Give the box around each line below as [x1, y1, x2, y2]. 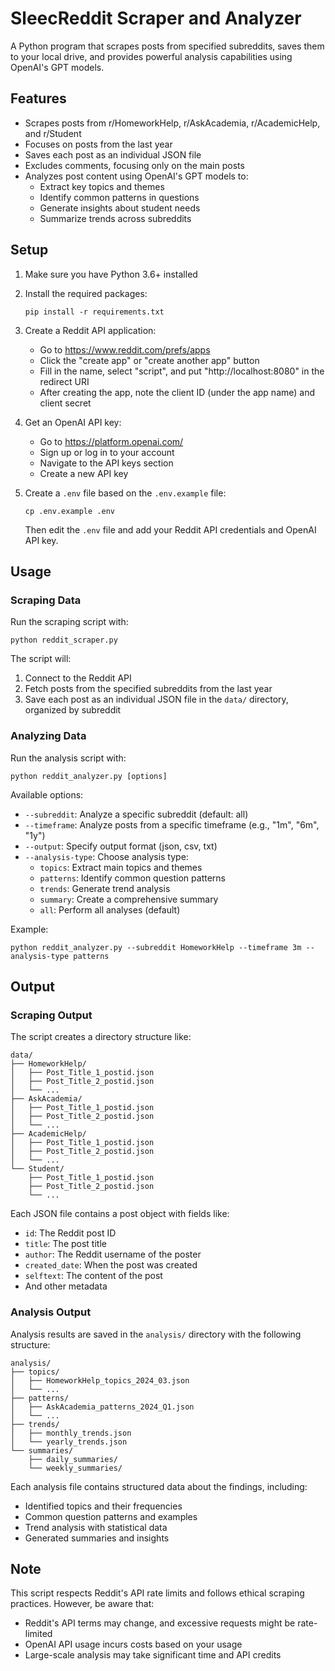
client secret [39, 397, 92, 409]
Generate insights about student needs [39, 202, 201, 214]
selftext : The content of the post [24, 1270, 163, 1282]
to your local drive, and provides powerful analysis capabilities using [10, 50, 293, 62]
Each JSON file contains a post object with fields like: [10, 1208, 230, 1220]
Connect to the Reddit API [24, 672, 132, 684]
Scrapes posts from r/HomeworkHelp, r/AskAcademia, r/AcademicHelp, [24, 117, 321, 129]
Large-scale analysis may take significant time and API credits [24, 1649, 282, 1661]
